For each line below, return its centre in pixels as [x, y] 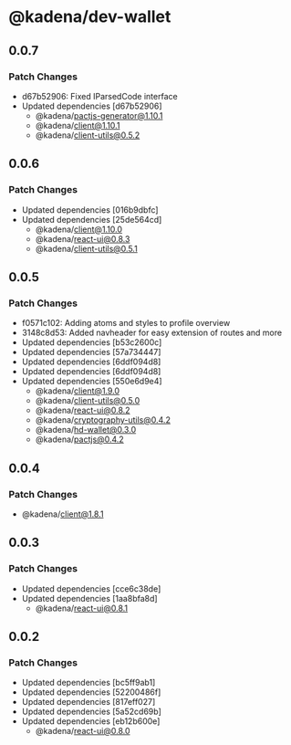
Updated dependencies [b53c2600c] [92, 342]
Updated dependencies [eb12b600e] [91, 721]
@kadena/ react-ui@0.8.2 [83, 410]
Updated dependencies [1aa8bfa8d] [89, 598]
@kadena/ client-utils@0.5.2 [88, 135]
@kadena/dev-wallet [90, 17]
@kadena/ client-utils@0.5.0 [88, 401]
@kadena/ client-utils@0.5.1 [86, 248]
